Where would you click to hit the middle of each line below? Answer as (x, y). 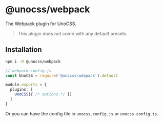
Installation (24, 50)
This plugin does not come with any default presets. (73, 33)
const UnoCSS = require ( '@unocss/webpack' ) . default (62, 75)
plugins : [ (22, 90)
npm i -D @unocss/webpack (33, 62)
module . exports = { (26, 85)
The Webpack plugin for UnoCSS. (41, 24)
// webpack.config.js (28, 71)
